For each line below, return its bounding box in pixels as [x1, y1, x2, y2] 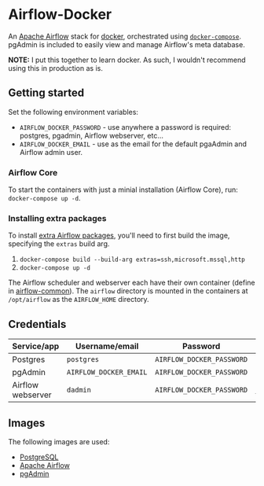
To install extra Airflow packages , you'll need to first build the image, [8, 230, 230, 241]
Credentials [8, 317, 67, 331]
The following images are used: [8, 436, 110, 446]
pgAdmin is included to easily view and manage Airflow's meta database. [8, 39, 245, 49]
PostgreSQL [19, 452, 59, 462]
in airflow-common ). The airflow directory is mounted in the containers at [8, 286, 249, 296]
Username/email [75, 341, 139, 352]
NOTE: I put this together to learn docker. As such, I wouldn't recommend [8, 55, 246, 64]
